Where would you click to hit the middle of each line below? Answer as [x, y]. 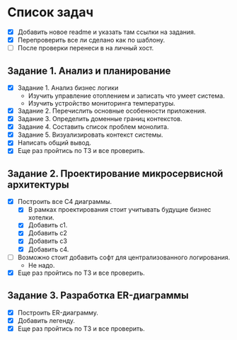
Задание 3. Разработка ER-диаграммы [98, 296]
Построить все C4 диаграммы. [64, 202]
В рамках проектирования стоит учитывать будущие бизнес [120, 210]
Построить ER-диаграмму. [58, 312]
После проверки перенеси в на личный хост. [86, 48]
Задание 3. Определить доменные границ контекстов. [100, 119]
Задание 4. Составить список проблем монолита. [93, 127]
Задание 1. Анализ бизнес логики [68, 87]
